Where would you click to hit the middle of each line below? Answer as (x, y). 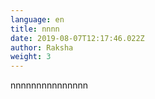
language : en (37, 19)
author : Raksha (42, 47)
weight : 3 (31, 57)
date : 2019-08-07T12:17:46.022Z (77, 38)
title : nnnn (35, 29)
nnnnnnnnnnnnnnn (49, 85)
